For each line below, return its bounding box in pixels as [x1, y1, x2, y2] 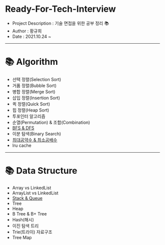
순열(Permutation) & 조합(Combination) [12, 119, 90, 125]
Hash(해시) [12, 217, 34, 222]
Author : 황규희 [12, 28, 42, 34]
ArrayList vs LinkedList [12, 190, 59, 196]
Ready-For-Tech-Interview [5, 3, 116, 15]
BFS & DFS [12, 125, 34, 131]
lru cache [12, 142, 32, 148]
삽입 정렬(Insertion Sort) [12, 95, 60, 101]
